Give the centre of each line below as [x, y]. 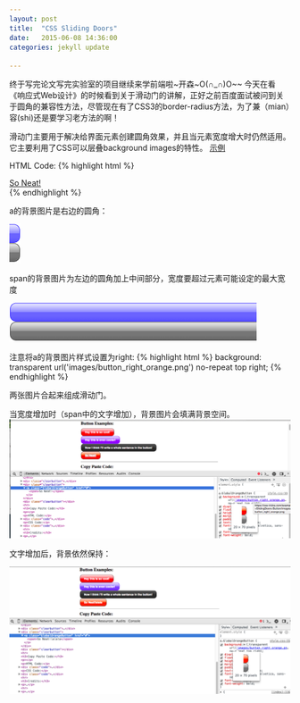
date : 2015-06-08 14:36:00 [63, 38]
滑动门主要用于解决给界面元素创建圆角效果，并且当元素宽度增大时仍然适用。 [150, 137]
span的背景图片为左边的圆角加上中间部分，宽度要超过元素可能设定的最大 [144, 279]
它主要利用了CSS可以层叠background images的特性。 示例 [117, 148]
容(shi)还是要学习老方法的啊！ [65, 118]
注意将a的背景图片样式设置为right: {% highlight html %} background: [135, 357]
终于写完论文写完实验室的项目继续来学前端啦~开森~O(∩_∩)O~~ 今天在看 [143, 84]
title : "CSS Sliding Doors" [63, 28]
